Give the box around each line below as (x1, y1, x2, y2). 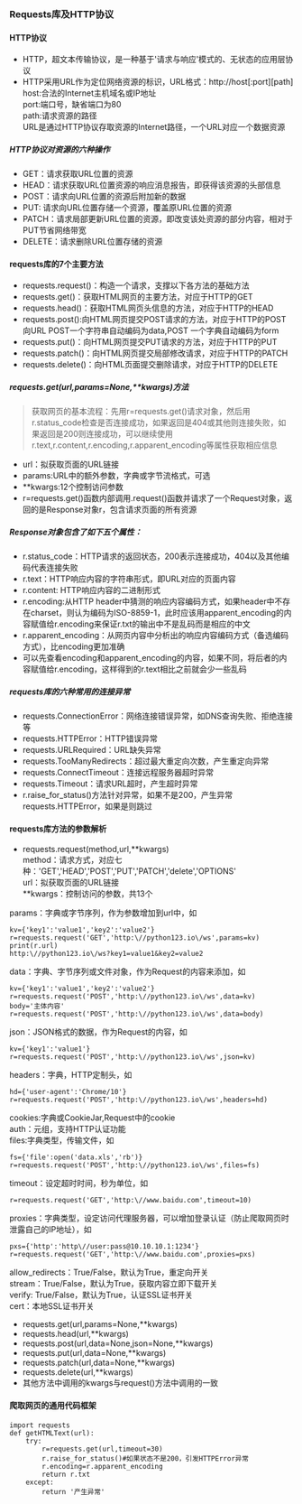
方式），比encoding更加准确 (22, 641, 125, 652)
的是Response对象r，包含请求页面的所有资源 (30, 504, 197, 515)
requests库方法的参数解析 (9, 823, 107, 834)
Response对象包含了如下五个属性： (9, 526, 142, 537)
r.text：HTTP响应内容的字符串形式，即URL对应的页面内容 (22, 573, 236, 584)
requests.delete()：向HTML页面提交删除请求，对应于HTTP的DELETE (22, 359, 279, 370)
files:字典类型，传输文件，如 (9, 1135, 114, 1146)
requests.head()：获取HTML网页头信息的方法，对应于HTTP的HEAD (22, 302, 274, 313)
